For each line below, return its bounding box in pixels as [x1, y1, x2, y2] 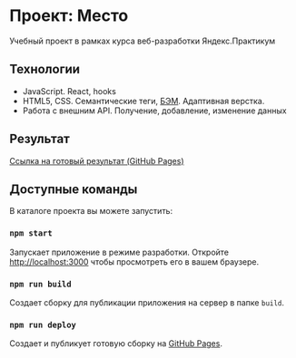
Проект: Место [9, 5, 129, 26]
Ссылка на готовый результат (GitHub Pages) [9, 155, 184, 166]
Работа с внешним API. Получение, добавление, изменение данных [22, 105, 288, 116]
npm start [9, 228, 53, 238]
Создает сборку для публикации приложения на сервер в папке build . [9, 296, 284, 308]
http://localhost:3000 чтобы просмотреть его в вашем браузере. [9, 256, 260, 267]
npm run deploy [9, 319, 77, 330]
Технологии [9, 62, 80, 77]
